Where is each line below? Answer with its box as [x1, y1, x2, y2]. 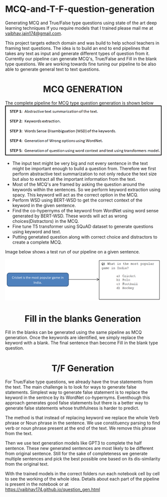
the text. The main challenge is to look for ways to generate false [5, 384, 137, 390]
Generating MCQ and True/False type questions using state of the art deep [5, 20, 157, 26]
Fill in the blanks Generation [24, 313, 141, 324]
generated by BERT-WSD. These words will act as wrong [12, 213, 128, 219]
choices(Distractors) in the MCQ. [12, 218, 79, 224]
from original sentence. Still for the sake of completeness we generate [5, 450, 148, 456]
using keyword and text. [12, 229, 62, 235]
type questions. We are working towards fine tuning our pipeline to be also [5, 61, 157, 67]
